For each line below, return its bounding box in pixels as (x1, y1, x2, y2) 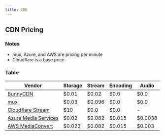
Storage (63, 82, 83, 89)
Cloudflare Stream (7, 106, 50, 113)
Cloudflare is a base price (12, 57, 65, 63)
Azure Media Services (7, 114, 59, 121)
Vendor (24, 82, 42, 89)
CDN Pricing (5, 26, 44, 34)
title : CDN (5, 7, 28, 12)
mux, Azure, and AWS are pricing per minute (12, 51, 103, 57)
